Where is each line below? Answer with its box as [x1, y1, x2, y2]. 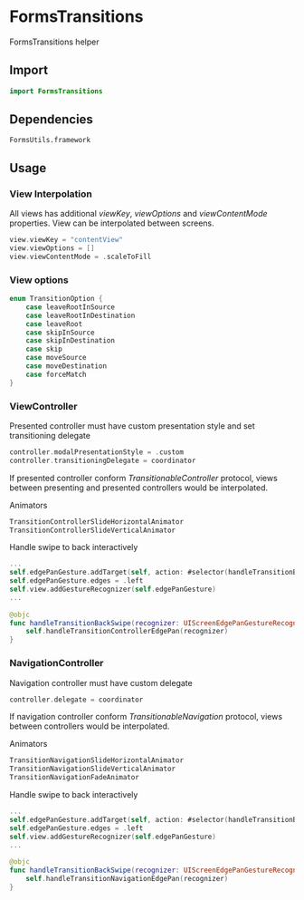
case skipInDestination [25, 336, 116, 345]
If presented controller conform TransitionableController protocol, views [9, 472, 278, 483]
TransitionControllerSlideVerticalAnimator [9, 526, 176, 535]
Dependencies [9, 111, 93, 128]
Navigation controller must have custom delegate [9, 677, 193, 688]
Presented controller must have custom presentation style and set [9, 420, 255, 431]
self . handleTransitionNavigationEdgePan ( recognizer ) [25, 875, 229, 884]
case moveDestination [25, 362, 107, 371]
